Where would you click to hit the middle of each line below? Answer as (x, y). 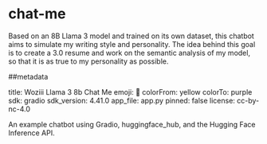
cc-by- (248, 100)
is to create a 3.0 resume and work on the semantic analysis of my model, (130, 53)
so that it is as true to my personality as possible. (88, 61)
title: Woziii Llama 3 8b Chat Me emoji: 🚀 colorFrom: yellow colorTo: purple (130, 91)
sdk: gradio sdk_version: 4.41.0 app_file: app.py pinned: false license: (122, 100)
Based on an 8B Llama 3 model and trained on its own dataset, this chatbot (132, 36)
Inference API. (31, 133)
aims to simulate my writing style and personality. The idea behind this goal (132, 44)
